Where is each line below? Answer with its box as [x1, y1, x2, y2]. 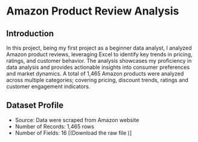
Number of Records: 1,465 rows [14, 123, 95, 130]
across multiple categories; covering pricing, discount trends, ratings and [6, 77, 189, 83]
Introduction [6, 28, 54, 39]
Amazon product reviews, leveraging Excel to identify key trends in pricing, [6, 51, 193, 58]
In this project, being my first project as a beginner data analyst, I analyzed [6, 44, 192, 51]
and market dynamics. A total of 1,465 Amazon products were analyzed [6, 70, 184, 77]
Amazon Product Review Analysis [6, 4, 179, 18]
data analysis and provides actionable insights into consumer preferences [6, 63, 190, 71]
